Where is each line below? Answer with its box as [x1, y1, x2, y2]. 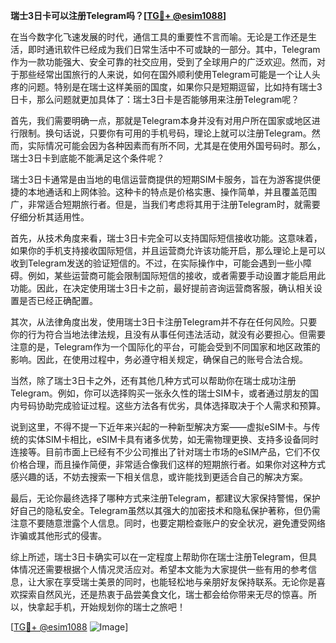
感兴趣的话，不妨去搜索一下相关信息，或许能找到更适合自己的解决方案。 [10, 471, 308, 483]
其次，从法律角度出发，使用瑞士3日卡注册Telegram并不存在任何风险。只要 [10, 316, 318, 328]
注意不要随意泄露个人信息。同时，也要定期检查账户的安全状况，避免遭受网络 [10, 517, 326, 529]
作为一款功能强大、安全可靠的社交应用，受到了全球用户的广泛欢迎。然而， [10, 56, 317, 68]
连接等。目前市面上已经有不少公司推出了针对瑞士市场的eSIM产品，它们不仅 [10, 446, 321, 458]
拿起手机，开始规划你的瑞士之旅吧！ [36, 601, 186, 613]
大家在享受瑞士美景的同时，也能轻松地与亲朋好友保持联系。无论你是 [36, 576, 317, 588]
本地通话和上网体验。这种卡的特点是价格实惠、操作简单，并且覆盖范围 [27, 186, 317, 198]
